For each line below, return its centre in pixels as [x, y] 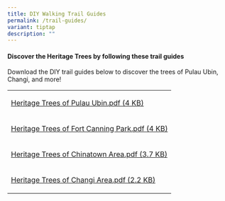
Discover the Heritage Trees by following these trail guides [96, 56]
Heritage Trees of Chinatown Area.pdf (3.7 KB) [89, 154]
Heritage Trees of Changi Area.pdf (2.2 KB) [83, 180]
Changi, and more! [34, 79]
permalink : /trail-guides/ [47, 21]
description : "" [31, 34]
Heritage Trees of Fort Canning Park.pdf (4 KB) [89, 129]
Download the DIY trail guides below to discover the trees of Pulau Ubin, [113, 72]
